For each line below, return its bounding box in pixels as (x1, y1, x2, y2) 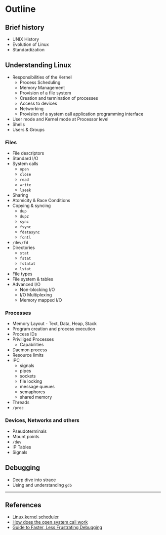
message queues (19, 384, 55, 390)
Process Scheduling (19, 79, 61, 85)
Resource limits (12, 352, 44, 358)
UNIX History (12, 36, 40, 42)
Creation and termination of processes (19, 95, 98, 101)
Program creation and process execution (12, 326, 95, 332)
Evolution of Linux (12, 41, 49, 47)
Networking (19, 105, 44, 112)
